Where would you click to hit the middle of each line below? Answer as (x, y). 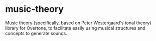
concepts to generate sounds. (36, 33)
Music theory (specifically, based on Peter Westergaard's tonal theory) (78, 23)
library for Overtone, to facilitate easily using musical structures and (75, 28)
